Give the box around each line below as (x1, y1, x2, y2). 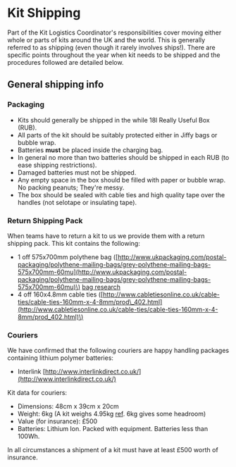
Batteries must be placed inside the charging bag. (17, 146, 163, 154)
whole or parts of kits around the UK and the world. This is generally (7, 35, 206, 44)
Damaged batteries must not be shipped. (17, 168, 137, 177)
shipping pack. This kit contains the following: (7, 239, 141, 247)
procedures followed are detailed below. (7, 58, 124, 66)
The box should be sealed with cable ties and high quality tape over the (17, 190, 225, 199)
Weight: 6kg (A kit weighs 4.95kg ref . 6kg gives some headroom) (17, 410, 206, 418)
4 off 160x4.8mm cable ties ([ (17, 290, 104, 299)
